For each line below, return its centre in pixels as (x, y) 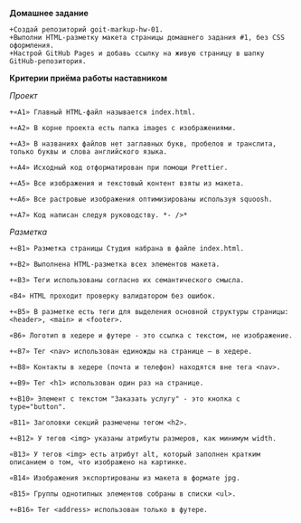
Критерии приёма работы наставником (89, 78)
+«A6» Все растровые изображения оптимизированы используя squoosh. (141, 199)
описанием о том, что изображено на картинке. (99, 462)
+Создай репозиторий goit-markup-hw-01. (87, 30)
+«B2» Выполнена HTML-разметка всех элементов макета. (115, 264)
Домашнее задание (49, 13)
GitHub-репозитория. (48, 62)
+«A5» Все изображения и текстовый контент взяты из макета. (127, 184)
